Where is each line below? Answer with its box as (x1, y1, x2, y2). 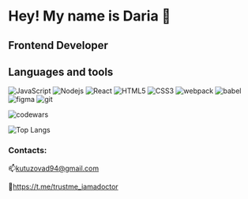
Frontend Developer (8, 39, 109, 52)
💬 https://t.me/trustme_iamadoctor (8, 182, 118, 191)
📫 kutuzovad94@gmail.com (8, 163, 100, 173)
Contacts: (8, 145, 47, 156)
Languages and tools (8, 65, 114, 78)
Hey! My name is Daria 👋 (8, 7, 171, 25)
